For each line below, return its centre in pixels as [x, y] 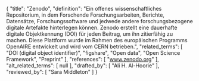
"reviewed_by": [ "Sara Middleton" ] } [52, 72]
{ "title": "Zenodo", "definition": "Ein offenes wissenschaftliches [84, 9]
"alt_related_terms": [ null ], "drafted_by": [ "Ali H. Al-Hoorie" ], [83, 66]
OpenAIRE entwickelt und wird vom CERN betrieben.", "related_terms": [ [94, 46]
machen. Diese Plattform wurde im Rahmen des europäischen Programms [97, 40]
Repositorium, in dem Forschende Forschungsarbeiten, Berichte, [85, 15]
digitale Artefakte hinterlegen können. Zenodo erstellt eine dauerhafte [92, 27]
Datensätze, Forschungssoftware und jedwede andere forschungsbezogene [100, 21]
